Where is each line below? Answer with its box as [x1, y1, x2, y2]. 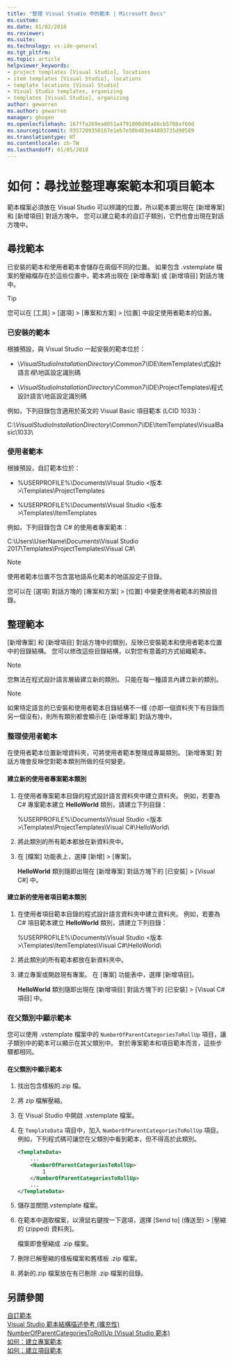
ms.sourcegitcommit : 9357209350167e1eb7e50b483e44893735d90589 [7, 127, 195, 134]
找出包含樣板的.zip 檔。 [17, 1082, 85, 1090]
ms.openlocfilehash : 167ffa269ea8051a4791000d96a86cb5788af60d [7, 120, 195, 128]
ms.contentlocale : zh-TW [7, 140, 79, 147]
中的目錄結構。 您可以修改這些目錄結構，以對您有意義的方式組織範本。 [7, 647, 210, 656]
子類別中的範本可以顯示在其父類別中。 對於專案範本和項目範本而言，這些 [7, 1039, 216, 1047]
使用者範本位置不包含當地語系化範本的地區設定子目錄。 [7, 573, 166, 581]
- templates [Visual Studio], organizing [7, 95, 129, 102]
